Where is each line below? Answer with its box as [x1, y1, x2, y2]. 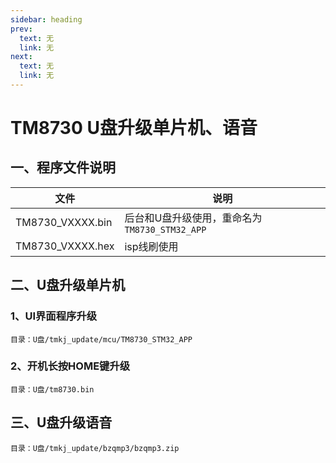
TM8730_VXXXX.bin [15, 215, 113, 229]
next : [10, 52, 33, 62]
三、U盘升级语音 [10, 414, 113, 431]
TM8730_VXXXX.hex [15, 239, 115, 253]
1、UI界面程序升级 [10, 309, 98, 323]
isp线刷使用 [124, 239, 179, 253]
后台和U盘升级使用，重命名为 [124, 211, 263, 225]
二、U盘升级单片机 [10, 277, 126, 294]
